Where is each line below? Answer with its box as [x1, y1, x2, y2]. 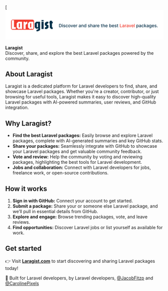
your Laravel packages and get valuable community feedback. [12, 148, 142, 155]
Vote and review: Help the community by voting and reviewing [12, 154, 143, 160]
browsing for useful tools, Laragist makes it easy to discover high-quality [5, 94, 156, 100]
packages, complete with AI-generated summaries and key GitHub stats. [12, 138, 163, 144]
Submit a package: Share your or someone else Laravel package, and [12, 203, 158, 209]
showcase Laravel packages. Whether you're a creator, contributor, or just [5, 88, 159, 94]
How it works [5, 184, 47, 193]
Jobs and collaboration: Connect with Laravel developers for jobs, [12, 164, 151, 170]
